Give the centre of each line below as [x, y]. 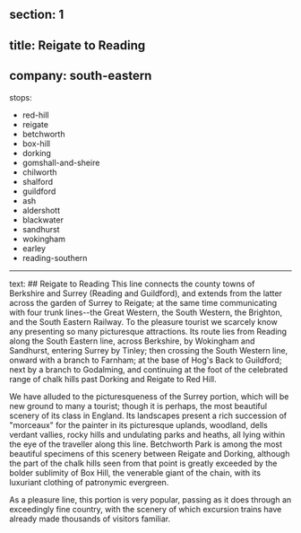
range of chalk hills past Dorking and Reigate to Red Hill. [113, 379]
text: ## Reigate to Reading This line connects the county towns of [132, 284]
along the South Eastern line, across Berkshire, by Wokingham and [132, 341]
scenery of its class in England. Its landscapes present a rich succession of [148, 415]
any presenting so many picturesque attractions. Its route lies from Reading [148, 331]
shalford [38, 181]
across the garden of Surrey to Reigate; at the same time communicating [143, 302]
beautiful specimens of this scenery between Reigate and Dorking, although [150, 453]
